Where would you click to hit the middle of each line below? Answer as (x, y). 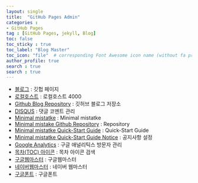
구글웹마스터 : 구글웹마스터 (45, 159)
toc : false (19, 39)
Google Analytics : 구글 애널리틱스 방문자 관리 (68, 145)
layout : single (25, 11)
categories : (22, 22)
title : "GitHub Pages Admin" (43, 17)
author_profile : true (33, 61)
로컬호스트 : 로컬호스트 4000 (48, 97)
